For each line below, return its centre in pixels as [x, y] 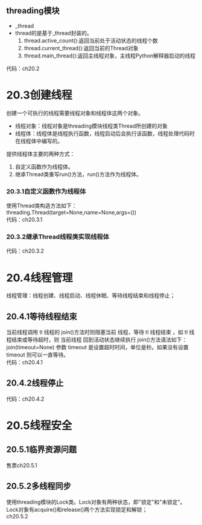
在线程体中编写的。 [39, 141]
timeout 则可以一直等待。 [38, 355]
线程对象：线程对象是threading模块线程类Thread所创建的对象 [91, 126]
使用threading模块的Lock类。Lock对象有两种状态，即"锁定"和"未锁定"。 [96, 502]
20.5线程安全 [39, 426]
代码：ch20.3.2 [25, 251]
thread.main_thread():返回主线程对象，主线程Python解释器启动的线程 [110, 56]
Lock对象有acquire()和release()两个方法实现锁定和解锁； [77, 509]
